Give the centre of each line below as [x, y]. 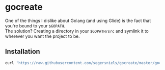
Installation [23, 52]
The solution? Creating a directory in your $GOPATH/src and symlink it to [77, 31]
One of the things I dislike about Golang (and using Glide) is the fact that [78, 21]
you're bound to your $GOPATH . [35, 25]
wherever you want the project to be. [42, 36]
